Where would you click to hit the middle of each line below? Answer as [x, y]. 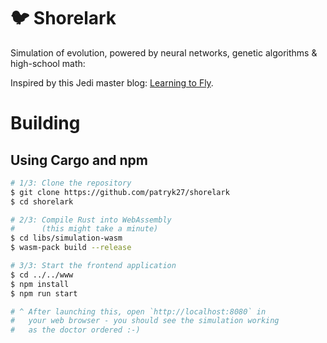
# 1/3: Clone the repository [71, 183]
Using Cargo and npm [79, 160]
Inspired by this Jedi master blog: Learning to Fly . [112, 82]
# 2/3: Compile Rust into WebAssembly [91, 220]
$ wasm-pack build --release [71, 248]
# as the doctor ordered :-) [75, 330]
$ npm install [40, 284]
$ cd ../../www [42, 275]
